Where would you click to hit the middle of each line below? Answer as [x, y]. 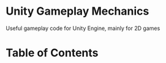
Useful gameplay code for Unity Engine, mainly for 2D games [83, 28]
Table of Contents [52, 53]
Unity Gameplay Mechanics [77, 11]
